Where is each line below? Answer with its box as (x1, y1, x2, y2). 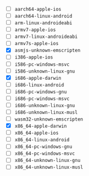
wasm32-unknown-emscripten (14, 116, 84, 122)
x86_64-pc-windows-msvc (14, 150, 76, 157)
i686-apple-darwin (14, 75, 62, 81)
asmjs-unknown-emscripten (14, 48, 80, 54)
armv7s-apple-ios (14, 41, 59, 47)
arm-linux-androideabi (14, 20, 73, 26)
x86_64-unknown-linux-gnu (14, 158, 80, 164)
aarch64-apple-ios (14, 6, 62, 12)
